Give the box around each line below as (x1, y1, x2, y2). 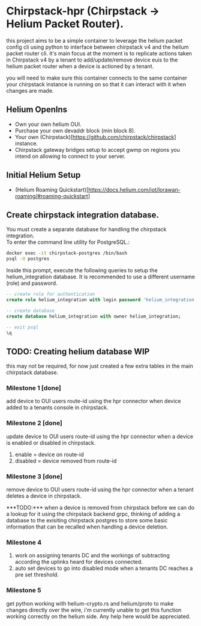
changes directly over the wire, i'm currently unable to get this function (6, 606, 182, 613)
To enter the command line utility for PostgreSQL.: (6, 239, 130, 246)
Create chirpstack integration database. (6, 210, 159, 220)
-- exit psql (6, 324, 39, 330)
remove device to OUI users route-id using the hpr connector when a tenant (6, 486, 194, 493)
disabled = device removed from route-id (14, 457, 117, 465)
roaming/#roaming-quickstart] (14, 192, 91, 199)
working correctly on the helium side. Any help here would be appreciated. (6, 613, 191, 620)
